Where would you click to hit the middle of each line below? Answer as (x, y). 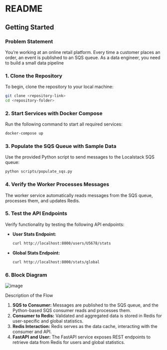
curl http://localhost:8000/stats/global (56, 262)
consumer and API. (32, 331)
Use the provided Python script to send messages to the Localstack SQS (80, 157)
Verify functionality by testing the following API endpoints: (65, 224)
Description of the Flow (29, 295)
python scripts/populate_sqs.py (39, 171)
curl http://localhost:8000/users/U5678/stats (62, 243)
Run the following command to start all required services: (64, 124)
